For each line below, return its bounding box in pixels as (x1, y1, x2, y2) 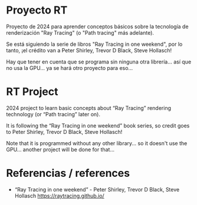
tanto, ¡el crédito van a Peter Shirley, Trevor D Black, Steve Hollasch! (6, 46, 172, 53)
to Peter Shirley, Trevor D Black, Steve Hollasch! (6, 128, 123, 135)
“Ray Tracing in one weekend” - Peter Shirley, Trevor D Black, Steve (14, 186, 180, 193)
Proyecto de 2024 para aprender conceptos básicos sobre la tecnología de (6, 23, 189, 30)
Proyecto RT (6, 4, 68, 17)
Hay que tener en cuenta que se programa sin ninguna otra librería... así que (6, 58, 192, 65)
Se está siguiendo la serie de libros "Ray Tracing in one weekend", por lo (6, 41, 183, 48)
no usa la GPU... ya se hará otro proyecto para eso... (6, 64, 133, 71)
